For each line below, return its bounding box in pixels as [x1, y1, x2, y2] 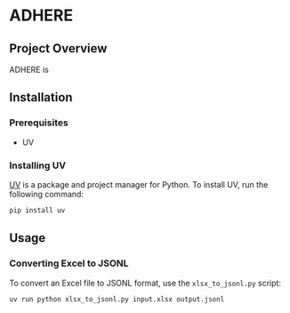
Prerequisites [9, 116, 68, 129]
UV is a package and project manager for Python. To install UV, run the [9, 179, 269, 189]
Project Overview [9, 41, 108, 56]
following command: [9, 189, 85, 199]
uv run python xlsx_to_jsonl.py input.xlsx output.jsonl [9, 294, 225, 303]
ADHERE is [9, 64, 49, 75]
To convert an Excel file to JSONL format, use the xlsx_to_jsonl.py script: [9, 277, 282, 288]
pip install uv [9, 205, 66, 214]
